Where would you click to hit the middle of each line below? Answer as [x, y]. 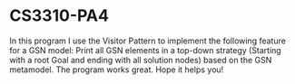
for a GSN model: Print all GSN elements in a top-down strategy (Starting [145, 50]
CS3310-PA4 [59, 16]
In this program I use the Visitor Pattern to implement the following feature [147, 41]
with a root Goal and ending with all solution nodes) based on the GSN [141, 60]
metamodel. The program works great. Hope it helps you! [117, 70]
